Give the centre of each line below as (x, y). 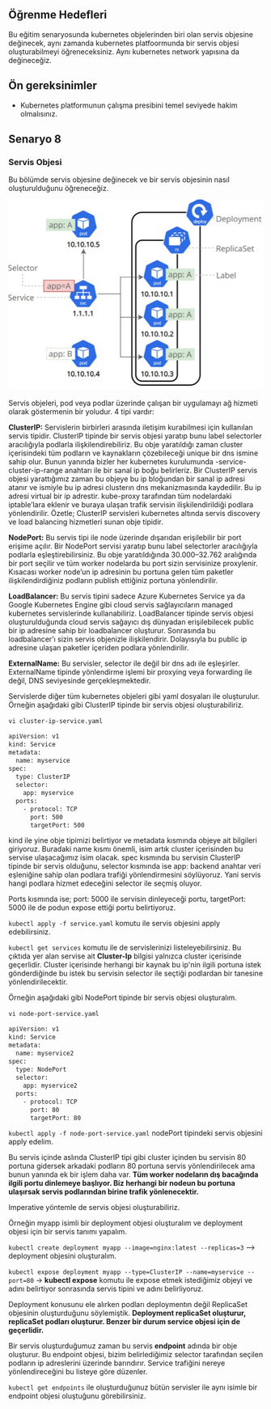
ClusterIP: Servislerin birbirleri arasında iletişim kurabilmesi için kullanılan (131, 427)
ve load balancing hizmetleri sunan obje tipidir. (86, 522)
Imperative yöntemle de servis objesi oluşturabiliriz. (94, 1207)
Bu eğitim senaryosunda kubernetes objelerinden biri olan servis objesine (131, 34)
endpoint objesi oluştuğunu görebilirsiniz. (77, 1395)
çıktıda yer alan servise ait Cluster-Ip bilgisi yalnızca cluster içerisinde (125, 956)
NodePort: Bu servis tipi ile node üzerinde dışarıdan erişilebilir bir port (125, 537)
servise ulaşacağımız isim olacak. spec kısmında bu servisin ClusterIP (125, 857)
